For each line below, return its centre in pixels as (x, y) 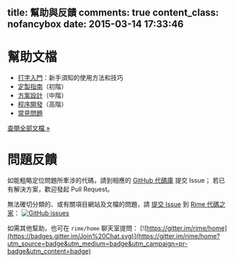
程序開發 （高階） (42, 104)
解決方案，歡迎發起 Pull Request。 (63, 189)
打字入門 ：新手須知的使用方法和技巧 (70, 78)
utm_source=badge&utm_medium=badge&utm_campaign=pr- (98, 244)
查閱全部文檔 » (29, 128)
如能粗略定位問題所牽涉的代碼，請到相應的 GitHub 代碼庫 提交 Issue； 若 (113, 181)
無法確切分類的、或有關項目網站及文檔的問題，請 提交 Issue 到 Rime (106, 205)
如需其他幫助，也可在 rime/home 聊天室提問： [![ (77, 228)
